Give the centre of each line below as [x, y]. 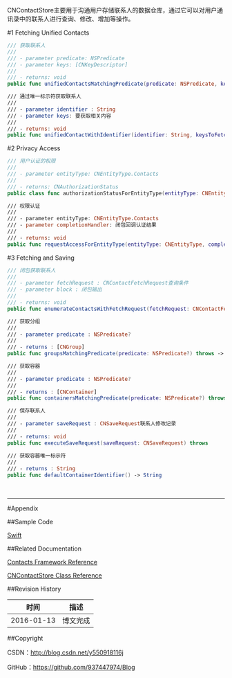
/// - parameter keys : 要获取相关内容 [59, 116]
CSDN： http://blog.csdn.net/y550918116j [66, 652]
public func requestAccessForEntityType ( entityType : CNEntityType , [106, 244]
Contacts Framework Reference [52, 562]
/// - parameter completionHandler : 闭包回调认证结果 [82, 225]
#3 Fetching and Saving [41, 258]
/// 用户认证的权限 [31, 161]
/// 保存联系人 [27, 411]
